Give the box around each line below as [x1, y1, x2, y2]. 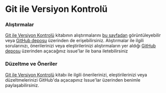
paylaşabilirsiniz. [5, 82, 40, 88]
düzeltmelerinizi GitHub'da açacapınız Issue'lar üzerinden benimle [5, 77, 141, 83]
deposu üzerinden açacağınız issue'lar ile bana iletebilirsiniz [5, 48, 128, 54]
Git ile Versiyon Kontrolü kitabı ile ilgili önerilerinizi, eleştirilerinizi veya [5, 72, 148, 78]
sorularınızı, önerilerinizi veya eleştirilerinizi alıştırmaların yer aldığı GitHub [5, 43, 156, 49]
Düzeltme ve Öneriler [5, 60, 58, 67]
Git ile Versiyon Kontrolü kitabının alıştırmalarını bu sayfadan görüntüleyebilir [5, 32, 161, 38]
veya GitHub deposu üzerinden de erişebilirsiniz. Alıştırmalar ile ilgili [5, 38, 144, 44]
